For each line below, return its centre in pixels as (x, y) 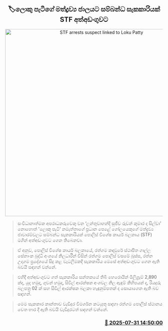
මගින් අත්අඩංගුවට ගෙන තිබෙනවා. (50, 240)
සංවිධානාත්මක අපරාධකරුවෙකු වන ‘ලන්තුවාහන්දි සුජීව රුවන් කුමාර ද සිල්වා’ (89, 223)
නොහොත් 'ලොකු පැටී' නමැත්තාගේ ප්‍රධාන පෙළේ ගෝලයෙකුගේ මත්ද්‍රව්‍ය (85, 229)
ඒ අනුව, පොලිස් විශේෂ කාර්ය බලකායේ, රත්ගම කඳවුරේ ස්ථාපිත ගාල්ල (84, 250)
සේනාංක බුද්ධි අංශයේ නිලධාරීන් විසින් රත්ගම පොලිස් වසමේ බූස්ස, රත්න (85, 256)
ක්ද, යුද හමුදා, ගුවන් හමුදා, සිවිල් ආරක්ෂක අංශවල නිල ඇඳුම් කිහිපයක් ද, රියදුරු (89, 283)
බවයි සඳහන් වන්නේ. (37, 267)
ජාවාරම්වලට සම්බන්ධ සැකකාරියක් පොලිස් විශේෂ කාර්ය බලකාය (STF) (85, 234)
